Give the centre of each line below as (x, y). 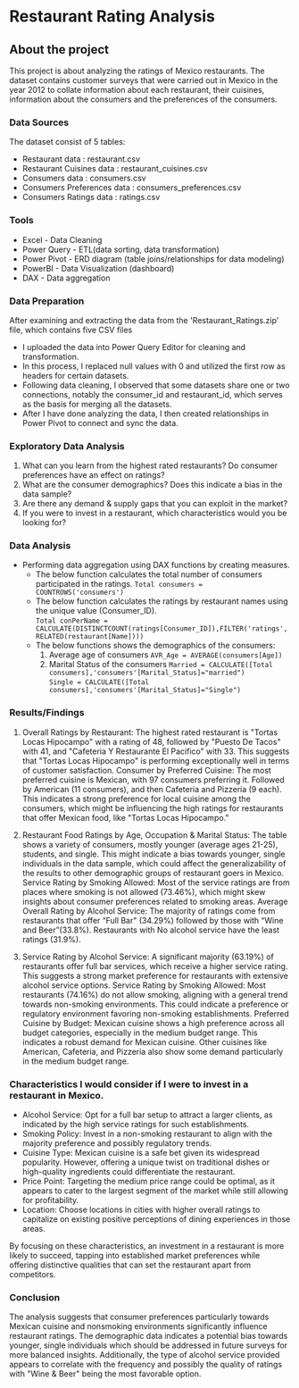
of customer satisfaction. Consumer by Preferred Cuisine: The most (147, 770)
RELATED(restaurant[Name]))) (90, 637)
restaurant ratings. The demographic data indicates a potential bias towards (149, 1336)
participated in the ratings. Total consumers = (119, 584)
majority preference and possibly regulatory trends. (117, 1143)
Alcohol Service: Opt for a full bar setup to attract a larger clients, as (147, 1115)
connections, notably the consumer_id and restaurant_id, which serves (152, 394)
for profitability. (50, 1200)
